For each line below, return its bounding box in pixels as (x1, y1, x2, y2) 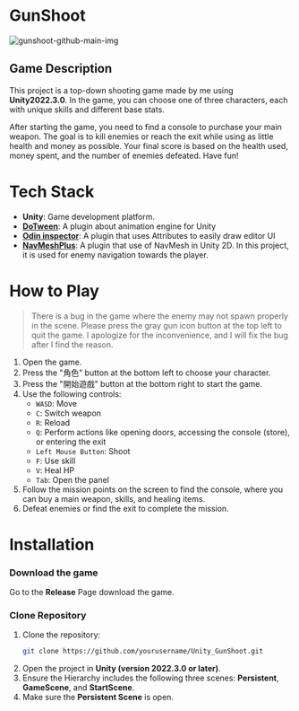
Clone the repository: (21, 629, 101, 640)
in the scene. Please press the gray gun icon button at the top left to (30, 320, 282, 330)
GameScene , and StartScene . (21, 682, 135, 693)
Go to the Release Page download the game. (9, 587, 175, 598)
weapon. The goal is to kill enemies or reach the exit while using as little (9, 131, 274, 142)
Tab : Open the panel (35, 474, 110, 485)
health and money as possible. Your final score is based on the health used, (9, 140, 288, 151)
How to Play (9, 280, 100, 301)
